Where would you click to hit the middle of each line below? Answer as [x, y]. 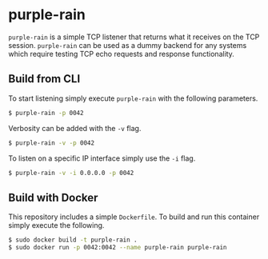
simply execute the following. [56, 225]
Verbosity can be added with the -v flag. [75, 128]
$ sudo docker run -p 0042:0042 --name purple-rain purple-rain [118, 248]
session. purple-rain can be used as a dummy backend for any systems [128, 45]
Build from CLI [44, 79]
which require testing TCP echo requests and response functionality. [121, 54]
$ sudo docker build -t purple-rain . [73, 240]
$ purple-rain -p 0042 [46, 113]
